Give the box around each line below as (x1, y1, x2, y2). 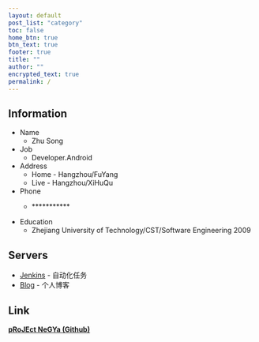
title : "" (8, 56, 41, 64)
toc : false (8, 26, 44, 34)
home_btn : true (8, 33, 58, 42)
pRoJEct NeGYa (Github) (8, 325, 91, 334)
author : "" (8, 63, 44, 71)
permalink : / (8, 77, 51, 85)
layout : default (8, 11, 62, 20)
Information (8, 107, 68, 120)
